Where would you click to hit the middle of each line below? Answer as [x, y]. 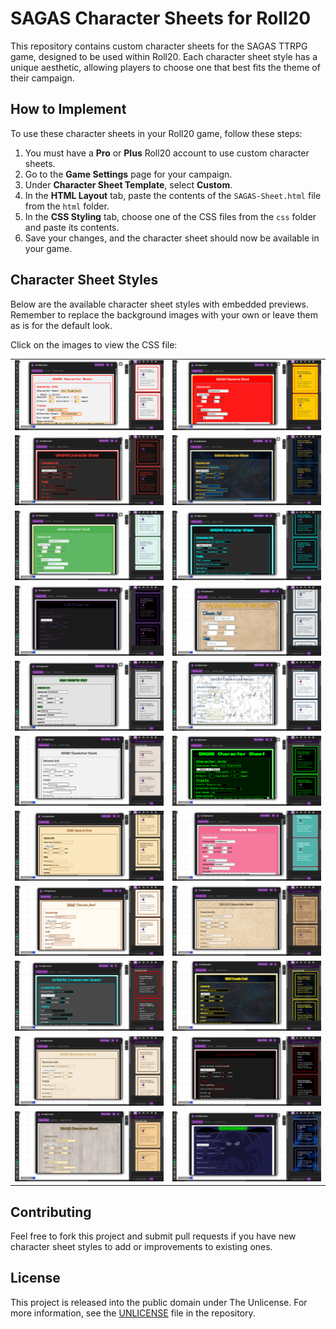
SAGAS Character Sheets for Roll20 [161, 18]
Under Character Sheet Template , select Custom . [128, 184]
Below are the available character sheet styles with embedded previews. [160, 304]
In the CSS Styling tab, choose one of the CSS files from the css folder [170, 216]
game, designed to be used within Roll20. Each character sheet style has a [164, 56]
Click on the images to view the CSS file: [94, 344]
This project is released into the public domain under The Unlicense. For [159, 1302]
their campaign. [42, 78]
